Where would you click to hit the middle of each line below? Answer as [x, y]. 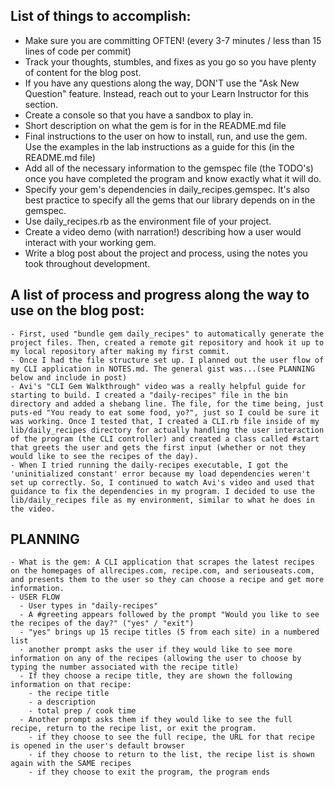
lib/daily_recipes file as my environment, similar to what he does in [162, 500]
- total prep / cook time [82, 711]
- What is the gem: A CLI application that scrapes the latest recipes [162, 562]
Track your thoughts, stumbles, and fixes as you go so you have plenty [170, 61]
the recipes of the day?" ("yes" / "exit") [102, 624]
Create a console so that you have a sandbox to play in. [139, 115]
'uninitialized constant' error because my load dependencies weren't [160, 474]
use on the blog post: [77, 310]
